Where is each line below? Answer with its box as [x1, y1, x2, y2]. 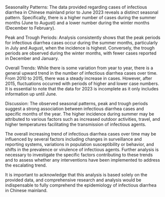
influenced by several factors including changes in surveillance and [5, 136, 142, 142]
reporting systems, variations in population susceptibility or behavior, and [5, 141, 154, 147]
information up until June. [5, 91, 58, 97]
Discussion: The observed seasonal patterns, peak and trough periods [5, 101, 148, 106]
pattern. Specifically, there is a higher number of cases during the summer [5, 15, 156, 20]
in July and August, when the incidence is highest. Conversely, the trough [5, 45, 155, 51]
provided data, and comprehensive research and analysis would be [5, 177, 141, 183]
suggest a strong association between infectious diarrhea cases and [5, 106, 144, 112]
